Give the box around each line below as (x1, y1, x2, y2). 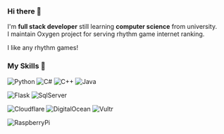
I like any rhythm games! (7, 44, 79, 52)
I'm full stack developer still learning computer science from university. (7, 23, 217, 31)
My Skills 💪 (7, 61, 46, 71)
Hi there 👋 (7, 6, 42, 16)
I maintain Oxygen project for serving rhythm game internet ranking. (7, 30, 205, 38)
